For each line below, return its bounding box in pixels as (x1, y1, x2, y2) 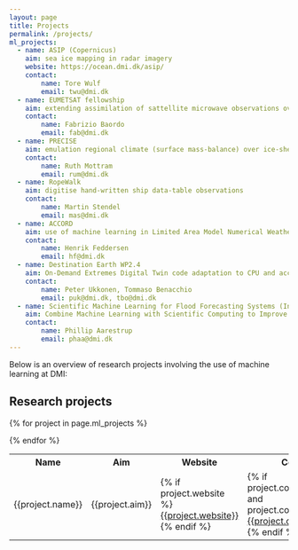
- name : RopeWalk (17, 178, 82, 187)
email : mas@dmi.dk (41, 210, 109, 220)
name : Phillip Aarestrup (41, 326, 133, 335)
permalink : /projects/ (9, 29, 93, 38)
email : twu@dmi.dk (41, 87, 109, 96)
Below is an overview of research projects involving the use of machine (9, 358, 271, 369)
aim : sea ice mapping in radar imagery (25, 54, 173, 63)
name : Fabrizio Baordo (41, 121, 125, 130)
